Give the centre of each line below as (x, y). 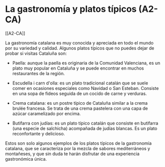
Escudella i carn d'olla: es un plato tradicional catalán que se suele (80, 83)
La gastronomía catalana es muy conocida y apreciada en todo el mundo (79, 42)
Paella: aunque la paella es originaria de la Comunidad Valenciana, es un (86, 63)
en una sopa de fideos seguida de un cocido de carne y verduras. (80, 93)
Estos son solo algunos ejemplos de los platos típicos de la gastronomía (79, 143)
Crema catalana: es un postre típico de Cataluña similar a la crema (80, 103)
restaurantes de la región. (39, 73)
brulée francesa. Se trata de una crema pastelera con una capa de (80, 108)
